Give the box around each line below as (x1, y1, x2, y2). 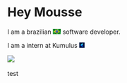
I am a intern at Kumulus (7, 41, 78, 49)
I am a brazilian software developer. (7, 27, 121, 36)
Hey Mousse (7, 4, 83, 20)
